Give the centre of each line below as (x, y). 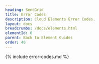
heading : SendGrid (24, 10)
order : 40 (16, 42)
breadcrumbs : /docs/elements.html (41, 28)
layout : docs (19, 24)
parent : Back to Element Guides (39, 38)
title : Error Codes (26, 14)
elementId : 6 (19, 33)
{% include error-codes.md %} (37, 56)
